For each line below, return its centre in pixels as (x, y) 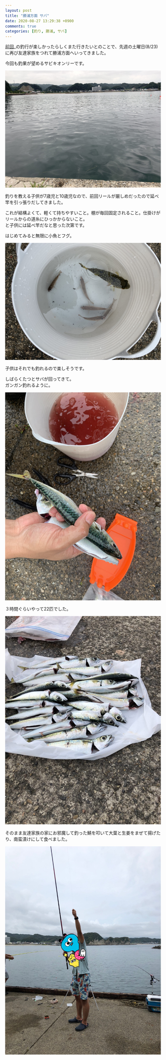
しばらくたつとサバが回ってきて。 (40, 379)
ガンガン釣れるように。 (29, 385)
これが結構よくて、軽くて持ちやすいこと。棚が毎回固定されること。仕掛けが (83, 213)
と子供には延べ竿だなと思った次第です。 (46, 225)
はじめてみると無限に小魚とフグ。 (40, 236)
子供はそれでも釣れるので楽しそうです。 (46, 368)
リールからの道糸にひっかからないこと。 (46, 219)
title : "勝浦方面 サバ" (27, 16)
